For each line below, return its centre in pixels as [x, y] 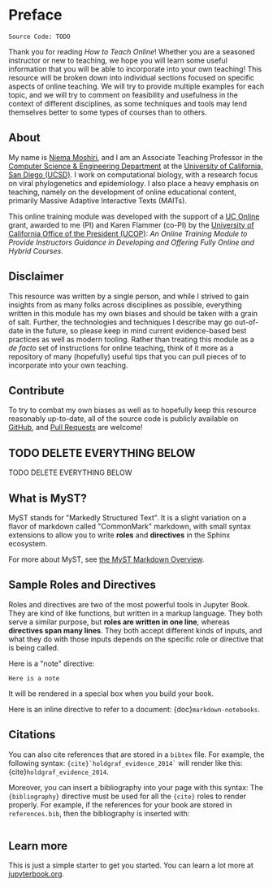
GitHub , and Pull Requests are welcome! [76, 428]
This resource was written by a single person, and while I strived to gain [129, 296]
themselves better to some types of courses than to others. [108, 112]
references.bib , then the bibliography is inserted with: [99, 813]
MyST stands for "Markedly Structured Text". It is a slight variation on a [128, 517]
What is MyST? [48, 498]
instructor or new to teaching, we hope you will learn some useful [118, 60]
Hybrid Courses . [36, 250]
